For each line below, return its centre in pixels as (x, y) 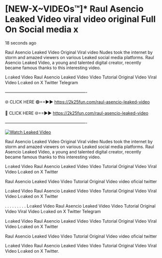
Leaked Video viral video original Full (81, 19)
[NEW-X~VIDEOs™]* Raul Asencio (74, 9)
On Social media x (42, 30)
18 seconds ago (21, 43)
